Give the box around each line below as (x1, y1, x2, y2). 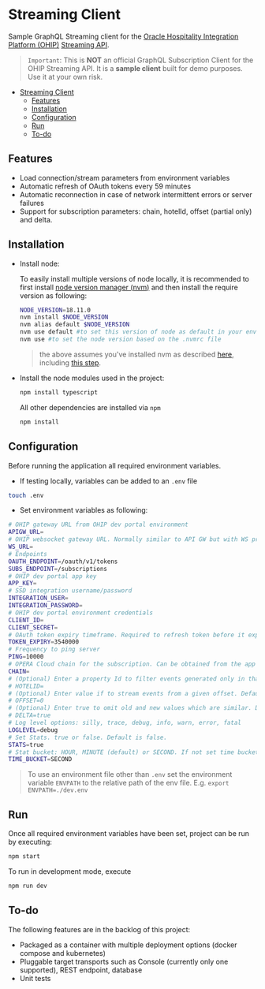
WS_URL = (8, 543, 34, 550)
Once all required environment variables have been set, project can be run (8, 829, 250, 838)
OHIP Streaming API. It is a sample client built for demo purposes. (27, 63, 243, 73)
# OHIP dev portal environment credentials (8, 609, 154, 617)
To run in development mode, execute (8, 866, 132, 876)
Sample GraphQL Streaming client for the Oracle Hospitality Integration (8, 32, 239, 41)
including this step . (39, 357, 101, 368)
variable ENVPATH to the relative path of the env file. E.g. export (27, 778, 230, 788)
